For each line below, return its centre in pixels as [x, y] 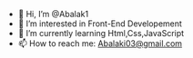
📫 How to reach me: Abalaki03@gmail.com [100, 43]
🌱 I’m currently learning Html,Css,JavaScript [101, 33]
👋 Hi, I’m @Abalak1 [53, 14]
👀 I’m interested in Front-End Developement [100, 24]
